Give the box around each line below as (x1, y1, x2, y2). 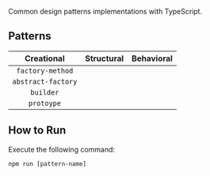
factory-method (16, 66, 74, 75)
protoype (28, 99, 62, 107)
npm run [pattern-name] (8, 159, 87, 168)
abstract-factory (12, 77, 78, 86)
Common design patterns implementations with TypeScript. (8, 7, 203, 16)
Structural (84, 53, 124, 64)
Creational (25, 53, 65, 64)
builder (30, 88, 59, 97)
